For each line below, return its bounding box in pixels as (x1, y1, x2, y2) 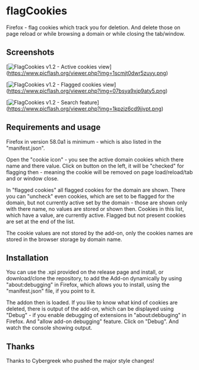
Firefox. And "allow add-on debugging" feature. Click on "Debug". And (6, 318, 179, 325)
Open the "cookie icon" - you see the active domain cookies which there (6, 156, 184, 163)
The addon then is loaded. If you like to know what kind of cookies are (6, 299, 178, 306)
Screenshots (6, 48, 55, 58)
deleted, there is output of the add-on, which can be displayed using (6, 305, 174, 312)
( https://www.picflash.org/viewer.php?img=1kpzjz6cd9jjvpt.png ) (6, 105, 164, 112)
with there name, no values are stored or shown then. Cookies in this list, (6, 205, 184, 212)
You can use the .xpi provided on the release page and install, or (6, 268, 164, 276)
